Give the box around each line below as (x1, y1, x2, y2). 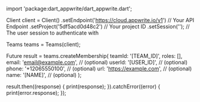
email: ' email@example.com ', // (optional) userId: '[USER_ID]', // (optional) (6, 59, 188, 66)
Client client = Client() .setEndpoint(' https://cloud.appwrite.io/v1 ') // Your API (6, 17, 195, 23)
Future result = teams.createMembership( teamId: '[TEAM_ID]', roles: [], (6, 52, 183, 59)
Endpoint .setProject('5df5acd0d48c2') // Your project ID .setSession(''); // (6, 23, 190, 30)
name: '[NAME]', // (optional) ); (6, 72, 82, 78)
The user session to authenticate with (6, 29, 99, 36)
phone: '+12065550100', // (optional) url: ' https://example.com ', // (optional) (6, 65, 192, 72)
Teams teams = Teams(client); (6, 41, 81, 48)
